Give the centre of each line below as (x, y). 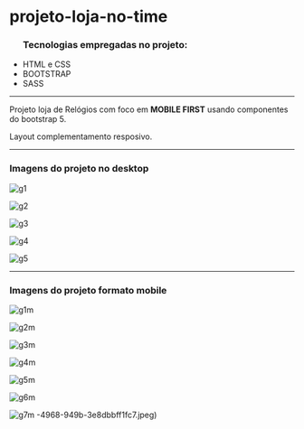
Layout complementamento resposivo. (81, 136)
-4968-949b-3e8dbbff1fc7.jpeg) (97, 415)
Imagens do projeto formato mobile (88, 290)
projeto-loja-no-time (89, 17)
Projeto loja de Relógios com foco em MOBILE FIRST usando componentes (149, 109)
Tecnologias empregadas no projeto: (105, 45)
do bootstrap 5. (38, 119)
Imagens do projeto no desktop (79, 169)
